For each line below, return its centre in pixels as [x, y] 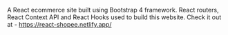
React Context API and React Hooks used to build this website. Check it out [114, 17]
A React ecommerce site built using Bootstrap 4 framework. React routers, [113, 10]
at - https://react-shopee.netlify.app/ [59, 24]
